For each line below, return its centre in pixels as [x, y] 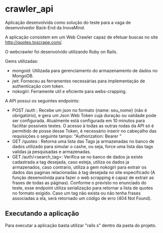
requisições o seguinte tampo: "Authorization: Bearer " [67, 136]
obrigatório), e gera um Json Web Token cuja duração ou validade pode [84, 115]
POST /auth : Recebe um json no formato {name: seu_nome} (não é [80, 110]
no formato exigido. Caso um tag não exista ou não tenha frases [76, 193]
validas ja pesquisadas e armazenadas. [51, 152]
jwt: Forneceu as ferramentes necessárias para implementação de [78, 81]
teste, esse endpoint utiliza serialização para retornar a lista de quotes [82, 188]
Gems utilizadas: [22, 61]
